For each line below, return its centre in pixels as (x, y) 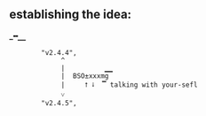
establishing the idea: (70, 15)
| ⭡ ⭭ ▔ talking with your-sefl (129, 85)
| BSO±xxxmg (85, 76)
